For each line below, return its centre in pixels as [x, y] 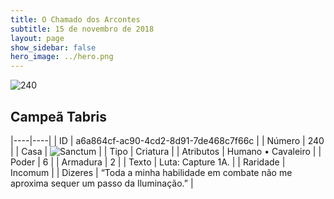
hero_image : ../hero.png [62, 57]
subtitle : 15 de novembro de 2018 [82, 29]
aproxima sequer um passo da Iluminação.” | [102, 183]
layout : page [37, 38]
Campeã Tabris [59, 116]
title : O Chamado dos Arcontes [75, 19]
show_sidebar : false [53, 47]
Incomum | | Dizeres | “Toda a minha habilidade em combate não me [151, 172]
